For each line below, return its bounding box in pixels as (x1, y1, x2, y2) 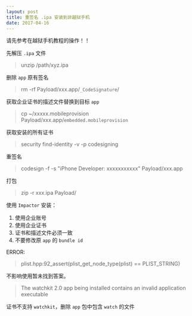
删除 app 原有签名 (6, 74, 49, 81)
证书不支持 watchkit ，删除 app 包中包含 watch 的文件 (6, 303, 135, 311)
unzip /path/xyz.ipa (20, 62, 69, 69)
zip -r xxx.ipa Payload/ (20, 189, 76, 197)
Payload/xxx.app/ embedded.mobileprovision (20, 116, 128, 124)
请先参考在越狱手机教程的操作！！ (6, 37, 90, 44)
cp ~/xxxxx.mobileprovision (20, 110, 89, 117)
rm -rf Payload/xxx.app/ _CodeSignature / (20, 86, 119, 93)
